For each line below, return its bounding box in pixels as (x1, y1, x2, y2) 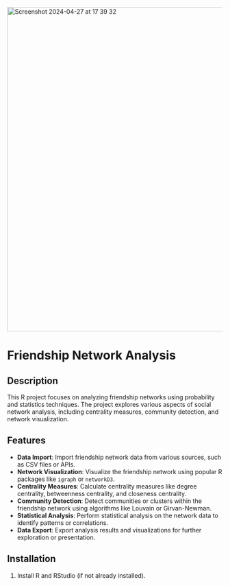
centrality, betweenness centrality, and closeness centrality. (16, 489, 187, 497)
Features (7, 435, 46, 447)
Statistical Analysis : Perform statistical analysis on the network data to (16, 511, 219, 519)
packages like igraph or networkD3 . (16, 475, 115, 483)
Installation (7, 553, 56, 565)
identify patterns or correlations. (16, 518, 108, 527)
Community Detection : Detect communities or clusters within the (16, 497, 202, 505)
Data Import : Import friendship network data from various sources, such (16, 453, 222, 461)
